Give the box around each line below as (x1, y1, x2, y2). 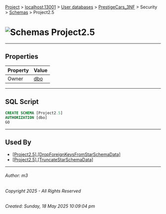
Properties (5, 52, 39, 60)
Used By (5, 138, 32, 147)
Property (7, 67, 29, 74)
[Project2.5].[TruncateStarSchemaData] (12, 157, 93, 162)
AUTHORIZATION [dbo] (5, 115, 48, 120)
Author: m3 (5, 172, 28, 178)
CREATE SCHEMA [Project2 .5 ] (5, 110, 63, 116)
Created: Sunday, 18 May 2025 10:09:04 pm (5, 203, 95, 209)
